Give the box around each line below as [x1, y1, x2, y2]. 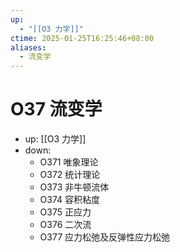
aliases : [10, 42, 47, 53]
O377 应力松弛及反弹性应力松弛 [39, 231, 171, 243]
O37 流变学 [10, 98, 103, 121]
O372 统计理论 [39, 169, 101, 181]
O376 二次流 [39, 219, 92, 231]
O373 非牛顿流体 [39, 181, 110, 193]
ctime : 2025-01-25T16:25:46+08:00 [10, 33, 155, 43]
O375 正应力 [39, 206, 92, 218]
